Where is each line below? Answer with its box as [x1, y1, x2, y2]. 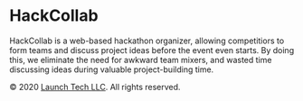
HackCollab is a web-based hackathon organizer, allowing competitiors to [9, 35, 285, 46]
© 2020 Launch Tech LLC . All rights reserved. [9, 81, 181, 92]
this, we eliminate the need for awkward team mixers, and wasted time [9, 54, 272, 65]
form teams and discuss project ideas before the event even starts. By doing [9, 44, 295, 55]
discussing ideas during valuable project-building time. [9, 64, 214, 75]
